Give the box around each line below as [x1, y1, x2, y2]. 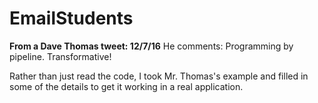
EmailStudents [9, 7, 134, 30]
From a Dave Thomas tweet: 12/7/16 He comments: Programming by [9, 40, 294, 52]
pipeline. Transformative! [9, 50, 112, 62]
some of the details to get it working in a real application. [9, 80, 244, 92]
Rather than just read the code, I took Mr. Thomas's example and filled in [9, 70, 309, 82]
